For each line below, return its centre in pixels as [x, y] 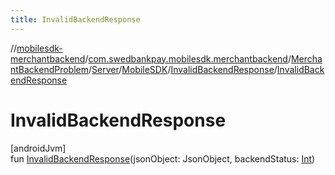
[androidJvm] [38, 148]
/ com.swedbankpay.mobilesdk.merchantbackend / [188, 58]
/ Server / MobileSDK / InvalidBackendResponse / [183, 69]
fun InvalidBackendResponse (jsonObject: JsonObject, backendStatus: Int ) [163, 158]
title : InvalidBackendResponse [75, 19]
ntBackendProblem [50, 69]
